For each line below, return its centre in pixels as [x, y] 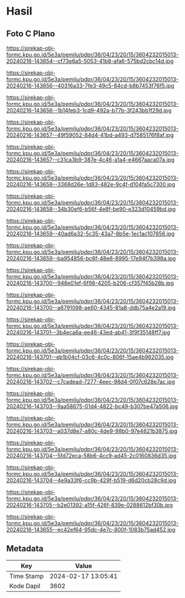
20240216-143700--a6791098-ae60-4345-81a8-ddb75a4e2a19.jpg [91, 307]
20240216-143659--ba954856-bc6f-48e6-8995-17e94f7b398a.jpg [91, 258]
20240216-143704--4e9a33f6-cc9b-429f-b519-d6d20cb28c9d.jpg [91, 480]
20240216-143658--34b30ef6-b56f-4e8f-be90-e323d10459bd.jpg [91, 209]
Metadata [25, 549]
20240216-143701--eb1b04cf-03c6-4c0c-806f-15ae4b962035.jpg [90, 357]
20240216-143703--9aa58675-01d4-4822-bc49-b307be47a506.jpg [92, 406]
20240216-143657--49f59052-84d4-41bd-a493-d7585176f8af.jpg [90, 135]
